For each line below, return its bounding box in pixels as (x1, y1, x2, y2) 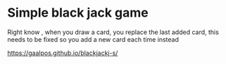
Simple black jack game (7, 5, 149, 21)
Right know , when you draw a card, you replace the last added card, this (7, 28, 220, 36)
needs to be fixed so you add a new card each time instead (7, 35, 180, 43)
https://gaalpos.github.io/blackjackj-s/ (7, 49, 118, 57)
